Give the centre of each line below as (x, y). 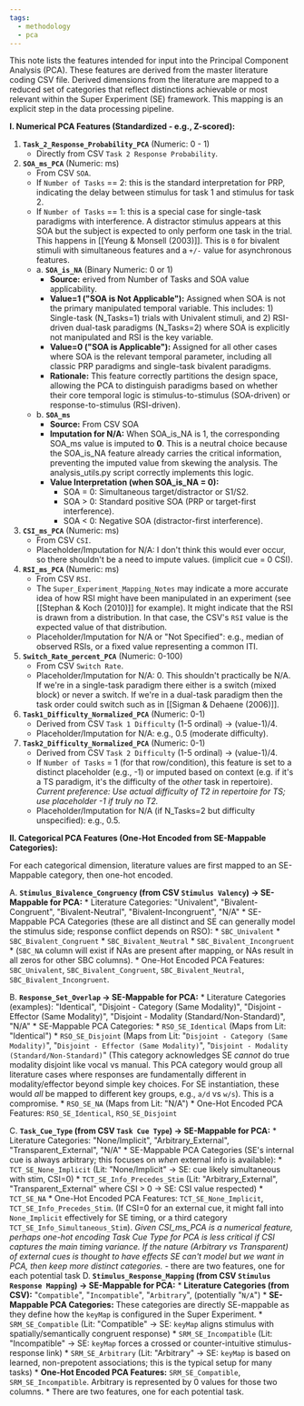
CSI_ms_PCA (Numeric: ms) (71, 531)
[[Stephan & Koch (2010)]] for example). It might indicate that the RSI (164, 608)
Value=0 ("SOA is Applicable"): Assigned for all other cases (163, 347)
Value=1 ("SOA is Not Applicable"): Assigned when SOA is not (167, 299)
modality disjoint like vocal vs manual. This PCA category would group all (146, 1065)
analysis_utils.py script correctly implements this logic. (152, 473)
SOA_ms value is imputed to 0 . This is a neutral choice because (168, 444)
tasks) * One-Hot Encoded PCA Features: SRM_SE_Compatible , (125, 1372)
